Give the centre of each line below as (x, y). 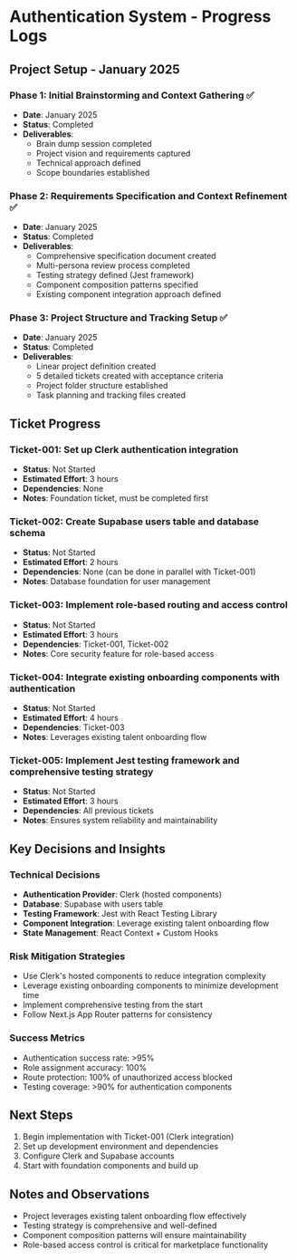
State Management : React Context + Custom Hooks (120, 933)
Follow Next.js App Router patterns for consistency (117, 1014)
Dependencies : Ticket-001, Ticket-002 (96, 644)
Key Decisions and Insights (87, 849)
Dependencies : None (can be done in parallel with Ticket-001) (139, 572)
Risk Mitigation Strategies (67, 956)
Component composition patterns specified (117, 285)
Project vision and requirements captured (113, 153)
